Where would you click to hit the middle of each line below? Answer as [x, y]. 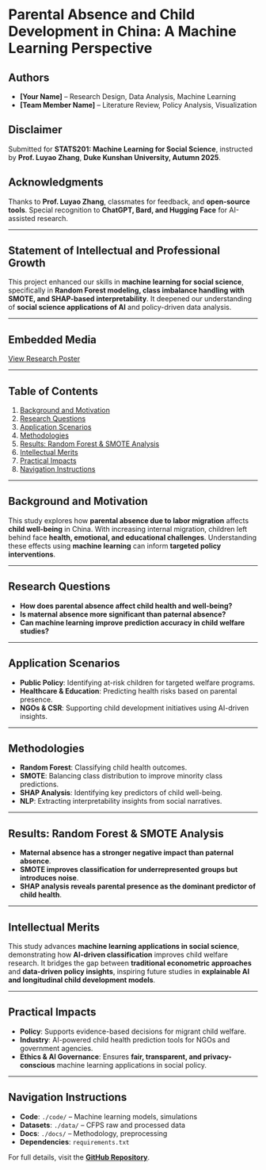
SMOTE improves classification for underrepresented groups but [129, 870]
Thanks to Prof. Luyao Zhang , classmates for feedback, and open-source [129, 201]
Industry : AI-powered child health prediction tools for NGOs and [125, 1039]
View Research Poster [44, 359]
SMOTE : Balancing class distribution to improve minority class [121, 776]
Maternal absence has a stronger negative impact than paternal [127, 853]
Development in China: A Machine [122, 31]
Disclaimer [35, 130]
